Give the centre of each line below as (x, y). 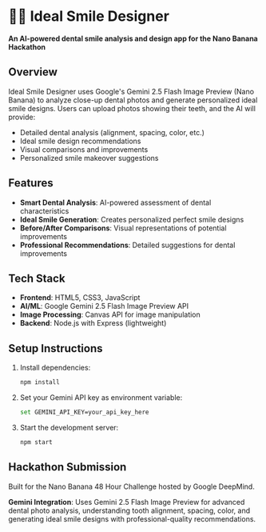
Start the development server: (69, 427)
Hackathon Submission (67, 467)
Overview (33, 72)
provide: (22, 117)
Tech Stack (37, 278)
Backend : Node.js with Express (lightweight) (93, 323)
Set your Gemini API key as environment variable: (101, 398)
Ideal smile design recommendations (80, 141)
